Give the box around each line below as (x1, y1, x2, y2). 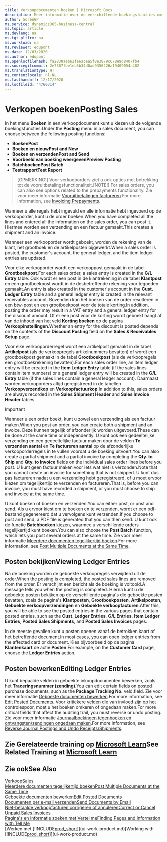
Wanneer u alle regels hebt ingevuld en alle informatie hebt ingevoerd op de (5, 207, 161, 214)
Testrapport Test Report (12, 167, 62, 173)
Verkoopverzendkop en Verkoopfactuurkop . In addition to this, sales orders (5, 386, 162, 392)
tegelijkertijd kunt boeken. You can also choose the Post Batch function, (5, 527, 152, 533)
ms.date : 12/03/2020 (5, 49, 48, 54)
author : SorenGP (5, 17, 39, 22)
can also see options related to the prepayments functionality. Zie (17, 187, 152, 193)
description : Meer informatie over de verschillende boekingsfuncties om (5, 12, 162, 17)
